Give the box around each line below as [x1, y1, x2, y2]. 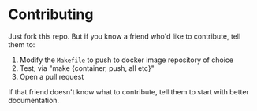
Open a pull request [19, 72, 84, 81]
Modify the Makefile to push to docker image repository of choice [19, 55, 234, 65]
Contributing [8, 6, 94, 24]
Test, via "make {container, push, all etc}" [19, 63, 155, 72]
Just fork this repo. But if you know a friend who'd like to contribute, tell [8, 31, 241, 41]
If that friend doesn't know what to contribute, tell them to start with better [8, 87, 250, 96]
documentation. [8, 95, 60, 105]
